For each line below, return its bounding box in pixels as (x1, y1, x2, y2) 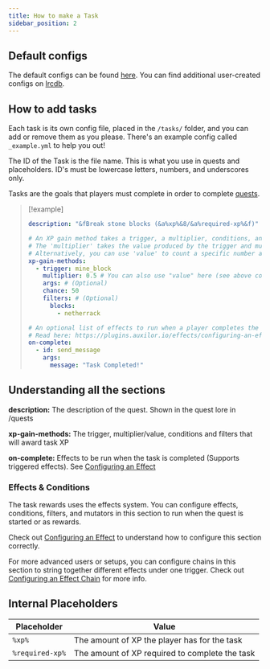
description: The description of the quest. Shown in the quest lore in (8, 404, 236, 414)
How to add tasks (8, 102, 97, 116)
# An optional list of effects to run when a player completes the (27, 323, 259, 332)
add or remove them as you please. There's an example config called (8, 132, 238, 142)
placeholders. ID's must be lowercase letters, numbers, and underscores (8, 165, 249, 174)
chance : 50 (43, 287, 80, 295)
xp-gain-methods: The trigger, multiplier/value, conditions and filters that (8, 429, 253, 438)
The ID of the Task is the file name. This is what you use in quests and (8, 156, 240, 166)
